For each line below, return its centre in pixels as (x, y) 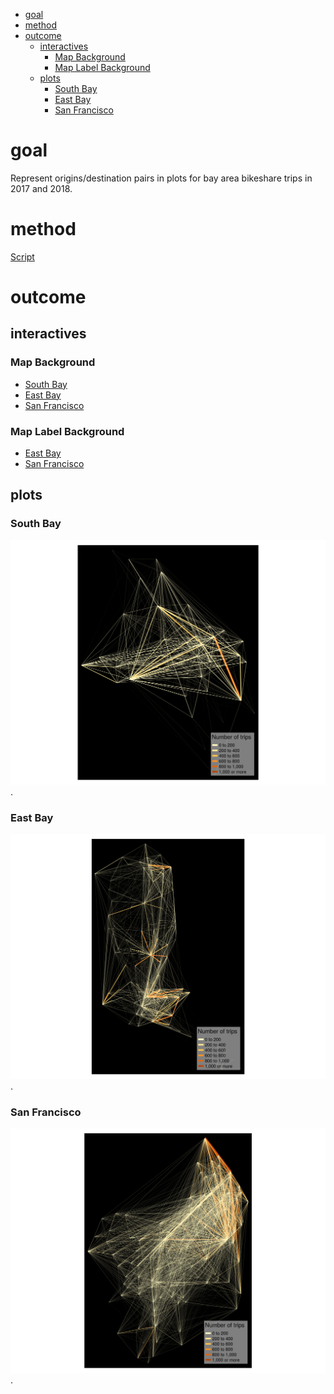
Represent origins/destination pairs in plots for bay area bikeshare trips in (161, 178)
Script (22, 256)
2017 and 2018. (41, 188)
